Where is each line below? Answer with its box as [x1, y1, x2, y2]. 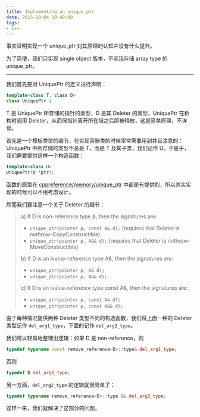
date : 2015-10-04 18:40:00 [6, 14, 73, 20]
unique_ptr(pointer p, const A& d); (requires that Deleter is [29, 224, 180, 231]
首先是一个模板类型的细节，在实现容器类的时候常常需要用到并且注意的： [6, 137, 183, 144]
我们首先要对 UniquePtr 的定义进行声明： [6, 81, 107, 88]
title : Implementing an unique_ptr [6, 8, 95, 15]
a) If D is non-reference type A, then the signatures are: [20, 212, 157, 220]
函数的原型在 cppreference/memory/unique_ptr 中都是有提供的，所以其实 [6, 181, 186, 188]
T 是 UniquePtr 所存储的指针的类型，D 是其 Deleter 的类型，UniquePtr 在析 [6, 109, 190, 117]
